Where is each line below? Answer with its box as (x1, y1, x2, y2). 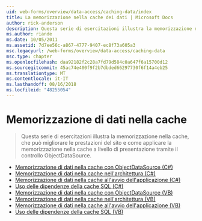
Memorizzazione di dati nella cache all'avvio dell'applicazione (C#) (14, 176, 181, 183)
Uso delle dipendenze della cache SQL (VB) (14, 208, 124, 215)
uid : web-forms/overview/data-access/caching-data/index (6, 8, 152, 15)
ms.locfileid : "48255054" (6, 87, 71, 93)
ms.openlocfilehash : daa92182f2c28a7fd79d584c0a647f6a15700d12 (6, 59, 168, 65)
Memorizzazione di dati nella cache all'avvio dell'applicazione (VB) (14, 202, 181, 209)
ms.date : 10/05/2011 (6, 37, 58, 43)
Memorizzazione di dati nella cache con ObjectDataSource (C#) (14, 163, 173, 171)
